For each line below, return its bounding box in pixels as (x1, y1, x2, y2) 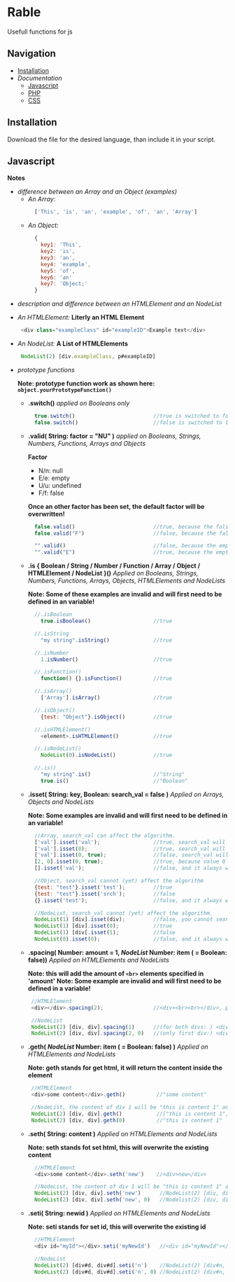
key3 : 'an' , (41, 254, 76, 261)
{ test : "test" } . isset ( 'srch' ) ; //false (34, 890, 176, 897)
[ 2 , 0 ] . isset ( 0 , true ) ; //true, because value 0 (34, 858, 226, 866)
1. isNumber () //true (41, 656, 173, 663)
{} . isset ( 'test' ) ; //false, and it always (34, 896, 222, 904)
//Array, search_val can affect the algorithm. (34, 832, 176, 839)
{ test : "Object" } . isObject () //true (41, 713, 173, 721)
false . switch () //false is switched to (34, 418, 222, 426)
